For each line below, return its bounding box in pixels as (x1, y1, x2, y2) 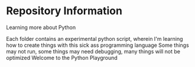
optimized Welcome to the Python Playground (6, 54, 118, 61)
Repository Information (6, 4, 123, 18)
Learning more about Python (6, 24, 76, 31)
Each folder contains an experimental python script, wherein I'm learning (6, 35, 183, 42)
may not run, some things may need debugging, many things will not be (6, 47, 181, 55)
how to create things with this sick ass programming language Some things (6, 42, 189, 49)
